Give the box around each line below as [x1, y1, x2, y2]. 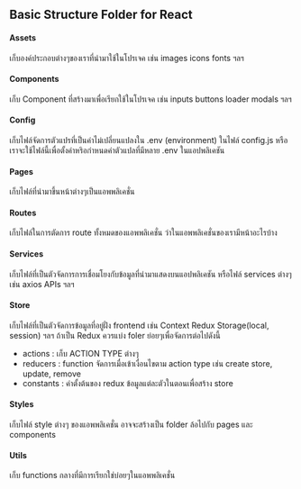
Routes [9, 207, 37, 218]
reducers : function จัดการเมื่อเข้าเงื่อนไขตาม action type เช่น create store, [22, 358, 273, 368]
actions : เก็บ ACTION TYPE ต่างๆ [22, 348, 140, 358]
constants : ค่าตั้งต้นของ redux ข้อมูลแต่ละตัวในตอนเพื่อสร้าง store [22, 377, 234, 388]
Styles [9, 399, 34, 410]
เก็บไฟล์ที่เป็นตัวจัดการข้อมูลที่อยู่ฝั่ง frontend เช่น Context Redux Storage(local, [9, 320, 269, 331]
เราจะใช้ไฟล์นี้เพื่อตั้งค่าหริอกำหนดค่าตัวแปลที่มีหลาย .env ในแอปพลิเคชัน [9, 145, 225, 156]
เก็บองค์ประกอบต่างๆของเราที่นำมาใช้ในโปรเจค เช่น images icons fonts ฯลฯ [9, 52, 245, 63]
